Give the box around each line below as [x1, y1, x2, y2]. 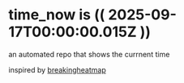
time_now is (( [8, 6, 105, 24]
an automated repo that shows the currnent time [8, 49, 170, 59]
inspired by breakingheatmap [8, 64, 107, 74]
